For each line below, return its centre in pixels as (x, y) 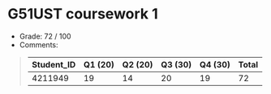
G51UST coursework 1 (83, 14)
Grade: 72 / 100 (45, 36)
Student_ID (54, 64)
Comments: (39, 44)
